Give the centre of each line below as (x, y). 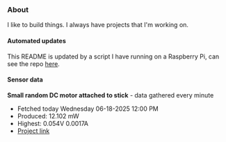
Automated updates (37, 40)
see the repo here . (34, 63)
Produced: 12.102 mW (48, 116)
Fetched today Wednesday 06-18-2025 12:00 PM (88, 109)
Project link (33, 131)
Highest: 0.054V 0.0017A (53, 123)
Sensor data (25, 80)
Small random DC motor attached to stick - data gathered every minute (111, 95)
